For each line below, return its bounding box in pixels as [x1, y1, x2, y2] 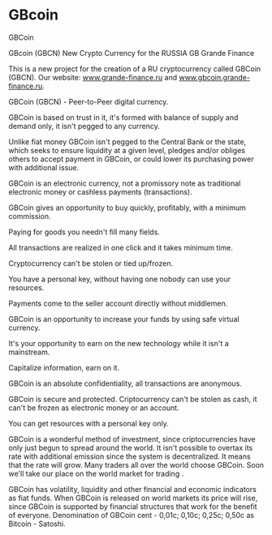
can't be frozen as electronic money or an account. [8, 403, 180, 413]
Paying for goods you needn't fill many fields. [8, 227, 161, 237]
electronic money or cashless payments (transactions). [8, 186, 192, 196]
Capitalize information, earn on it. [8, 362, 120, 372]
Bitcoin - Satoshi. [8, 519, 67, 529]
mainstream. [8, 347, 50, 357]
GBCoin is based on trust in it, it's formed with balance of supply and [8, 112, 239, 122]
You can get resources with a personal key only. [8, 418, 169, 428]
